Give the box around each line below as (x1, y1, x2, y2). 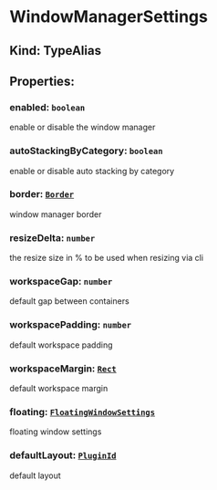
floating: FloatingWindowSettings (9, 405, 156, 418)
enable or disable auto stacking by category (9, 165, 175, 176)
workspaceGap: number (9, 276, 113, 288)
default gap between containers (9, 296, 129, 307)
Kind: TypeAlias (9, 43, 102, 58)
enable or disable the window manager (9, 121, 156, 133)
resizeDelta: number (9, 231, 96, 244)
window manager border (9, 208, 102, 220)
